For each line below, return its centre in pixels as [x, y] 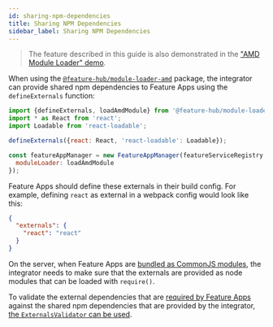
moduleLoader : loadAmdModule [65, 163]
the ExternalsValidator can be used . [70, 314]
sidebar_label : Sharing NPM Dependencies [80, 31]
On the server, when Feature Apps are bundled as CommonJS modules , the [135, 264]
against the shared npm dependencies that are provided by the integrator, [132, 305]
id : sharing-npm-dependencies [60, 16]
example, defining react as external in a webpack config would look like [129, 194]
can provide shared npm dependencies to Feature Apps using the [118, 87]
